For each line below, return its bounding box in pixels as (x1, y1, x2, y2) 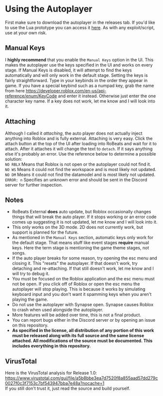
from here (5, 87, 25, 93)
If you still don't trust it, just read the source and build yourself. (5, 385, 130, 392)
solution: (5, 156, 23, 162)
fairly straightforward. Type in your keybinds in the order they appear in (5, 77, 148, 83)
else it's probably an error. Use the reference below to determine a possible (5, 151, 156, 156)
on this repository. (12, 322, 49, 328)
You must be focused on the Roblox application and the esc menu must (12, 276, 155, 282)
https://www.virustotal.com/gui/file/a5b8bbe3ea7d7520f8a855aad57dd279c (5, 375, 158, 381)
